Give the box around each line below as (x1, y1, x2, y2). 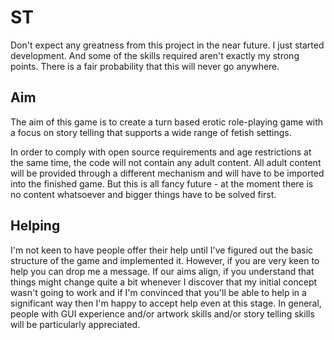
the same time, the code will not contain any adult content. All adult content (10, 156, 322, 168)
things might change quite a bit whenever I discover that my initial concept (10, 276, 318, 288)
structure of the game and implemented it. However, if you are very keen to (10, 254, 320, 266)
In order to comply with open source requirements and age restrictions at (10, 146, 312, 158)
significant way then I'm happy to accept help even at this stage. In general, (10, 297, 322, 309)
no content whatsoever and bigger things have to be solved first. (10, 188, 277, 200)
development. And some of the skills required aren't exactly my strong (10, 49, 300, 61)
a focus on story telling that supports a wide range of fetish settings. (10, 126, 292, 138)
